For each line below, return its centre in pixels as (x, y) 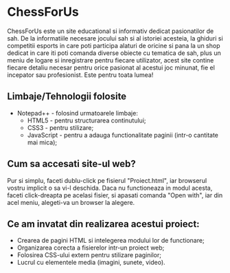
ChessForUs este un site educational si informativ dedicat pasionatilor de (111, 31)
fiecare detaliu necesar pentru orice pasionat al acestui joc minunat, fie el (111, 67)
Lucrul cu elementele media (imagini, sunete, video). (91, 263)
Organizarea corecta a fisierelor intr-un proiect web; (91, 248)
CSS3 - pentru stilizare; (60, 127)
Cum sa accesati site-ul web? (71, 164)
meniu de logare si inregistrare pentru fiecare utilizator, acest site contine (111, 60)
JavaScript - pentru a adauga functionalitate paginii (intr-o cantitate (123, 135)
